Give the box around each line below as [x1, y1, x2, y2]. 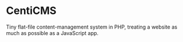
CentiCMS [6, 4, 57, 17]
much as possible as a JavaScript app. [6, 29, 99, 36]
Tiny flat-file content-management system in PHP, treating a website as [6, 23, 178, 30]
